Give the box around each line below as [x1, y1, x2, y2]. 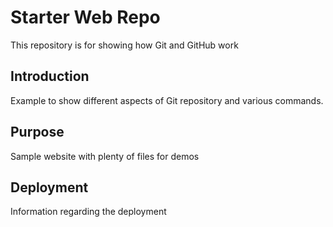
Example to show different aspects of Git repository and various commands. [10, 94, 324, 106]
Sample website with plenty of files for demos [10, 150, 200, 162]
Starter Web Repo [10, 6, 161, 29]
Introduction [10, 68, 90, 85]
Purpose [10, 124, 65, 141]
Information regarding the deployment [10, 206, 167, 218]
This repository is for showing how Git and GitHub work [10, 39, 239, 51]
